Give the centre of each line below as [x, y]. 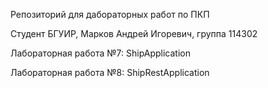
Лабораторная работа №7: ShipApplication [100, 53]
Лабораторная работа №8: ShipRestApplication [110, 72]
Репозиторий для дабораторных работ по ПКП [110, 14]
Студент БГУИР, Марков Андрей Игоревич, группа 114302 [134, 33]
